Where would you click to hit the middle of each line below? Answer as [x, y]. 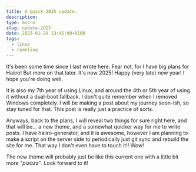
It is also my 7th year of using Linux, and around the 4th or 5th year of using [98, 90]
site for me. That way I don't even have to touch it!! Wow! [75, 145]
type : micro [21, 22]
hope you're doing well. [35, 79]
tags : [13, 39]
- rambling [25, 50]
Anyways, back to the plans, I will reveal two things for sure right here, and [97, 120]
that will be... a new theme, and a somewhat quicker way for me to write [93, 126]
